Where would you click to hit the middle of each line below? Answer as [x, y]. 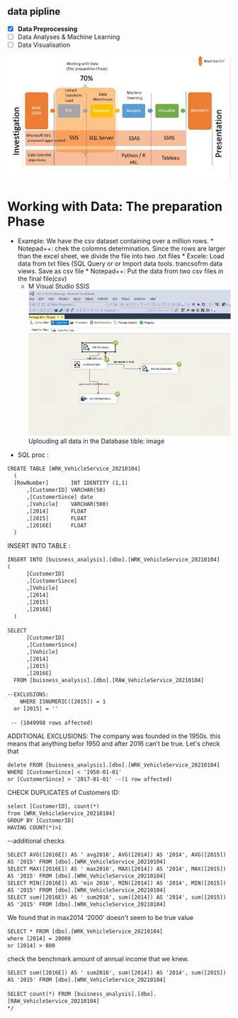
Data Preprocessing [47, 28]
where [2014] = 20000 [39, 939]
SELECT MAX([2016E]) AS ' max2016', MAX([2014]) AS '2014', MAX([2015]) [117, 869]
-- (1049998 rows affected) [52, 723]
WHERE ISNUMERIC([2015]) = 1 [63, 702]
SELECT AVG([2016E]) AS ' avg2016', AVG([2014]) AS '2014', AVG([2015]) [117, 855]
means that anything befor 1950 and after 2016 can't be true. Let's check [114, 744]
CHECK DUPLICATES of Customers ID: [64, 793]
